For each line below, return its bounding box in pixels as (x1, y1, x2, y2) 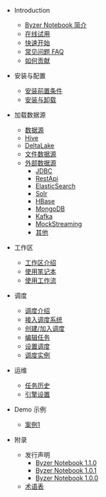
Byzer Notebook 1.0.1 (35, 466, 97, 474)
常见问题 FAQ (24, 48, 64, 56)
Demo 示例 (14, 405, 46, 414)
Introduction (14, 6, 51, 14)
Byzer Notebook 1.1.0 (35, 459, 97, 467)
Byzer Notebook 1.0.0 (35, 474, 99, 482)
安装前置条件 (24, 87, 63, 95)
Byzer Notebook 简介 (24, 21, 88, 29)
